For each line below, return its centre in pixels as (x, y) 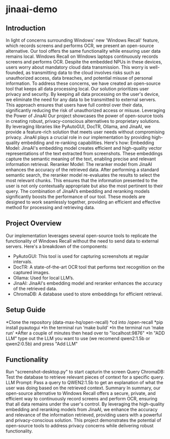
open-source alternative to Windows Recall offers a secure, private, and (81, 393)
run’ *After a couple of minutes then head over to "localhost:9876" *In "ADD (85, 333)
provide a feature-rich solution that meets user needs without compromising (85, 132)
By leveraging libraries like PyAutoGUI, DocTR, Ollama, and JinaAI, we (78, 126)
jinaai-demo (32, 9)
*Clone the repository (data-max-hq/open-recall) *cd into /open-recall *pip (84, 322)
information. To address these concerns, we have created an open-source (83, 83)
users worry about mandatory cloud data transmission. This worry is (77, 67)
